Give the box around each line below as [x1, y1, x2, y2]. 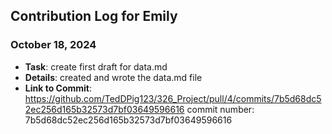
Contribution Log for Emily [10, 8, 178, 25]
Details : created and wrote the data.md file [24, 71, 203, 83]
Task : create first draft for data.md [24, 60, 168, 73]
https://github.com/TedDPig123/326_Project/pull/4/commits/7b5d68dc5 [24, 92, 322, 104]
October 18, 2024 [10, 38, 97, 52]
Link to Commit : [24, 82, 93, 94]
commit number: [186, 103, 255, 115]
